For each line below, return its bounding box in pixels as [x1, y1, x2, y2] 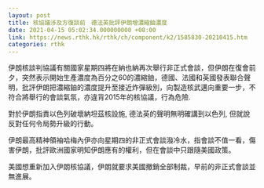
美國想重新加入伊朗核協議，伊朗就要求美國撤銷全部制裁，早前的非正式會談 [8, 162, 249, 172]
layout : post [8, 11, 51, 20]
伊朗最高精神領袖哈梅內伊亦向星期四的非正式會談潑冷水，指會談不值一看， [8, 136, 249, 145]
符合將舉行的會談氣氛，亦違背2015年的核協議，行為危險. [8, 92, 191, 102]
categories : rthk [8, 41, 65, 49]
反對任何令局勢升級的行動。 [8, 119, 98, 128]
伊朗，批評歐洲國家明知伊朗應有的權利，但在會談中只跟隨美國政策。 [14, 146, 236, 155]
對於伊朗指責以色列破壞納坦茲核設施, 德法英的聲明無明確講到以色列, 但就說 [8, 109, 250, 118]
